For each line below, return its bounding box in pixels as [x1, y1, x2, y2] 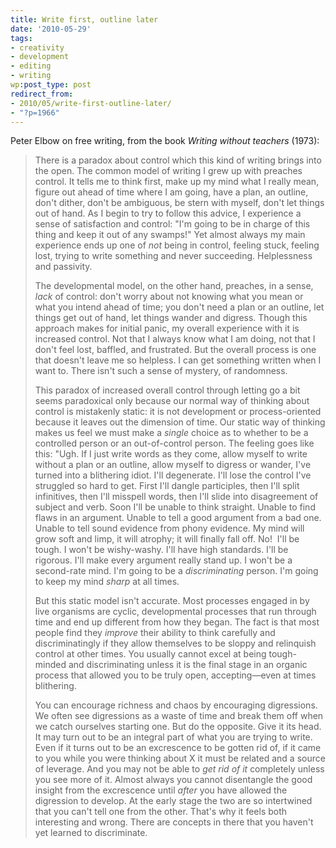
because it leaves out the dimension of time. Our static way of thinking [34, 416, 326, 428]
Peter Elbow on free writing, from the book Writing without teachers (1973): [10, 135, 320, 147]
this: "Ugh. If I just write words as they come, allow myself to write [34, 448, 308, 460]
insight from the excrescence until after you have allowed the [34, 784, 288, 796]
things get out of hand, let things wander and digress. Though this [34, 312, 308, 324]
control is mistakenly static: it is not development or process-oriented [34, 406, 322, 418]
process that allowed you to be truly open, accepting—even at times [34, 669, 317, 681]
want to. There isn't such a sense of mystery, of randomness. [34, 365, 288, 377]
